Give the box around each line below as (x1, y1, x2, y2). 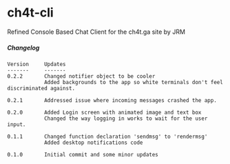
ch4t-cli (7, 5, 54, 21)
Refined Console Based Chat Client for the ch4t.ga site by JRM (7, 28, 186, 36)
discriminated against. (7, 85, 76, 92)
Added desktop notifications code (43, 139, 143, 146)
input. (7, 121, 26, 128)
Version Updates (7, 61, 67, 68)
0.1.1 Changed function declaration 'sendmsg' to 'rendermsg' (7, 133, 208, 140)
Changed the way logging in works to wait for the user (43, 115, 208, 122)
